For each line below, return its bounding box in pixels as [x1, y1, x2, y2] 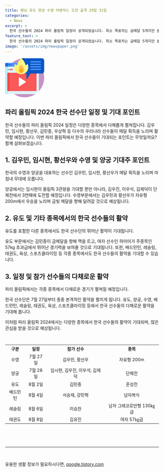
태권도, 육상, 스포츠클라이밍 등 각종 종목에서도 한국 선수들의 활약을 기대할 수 [5, 250, 150, 256]
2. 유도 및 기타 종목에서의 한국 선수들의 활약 [5, 214, 128, 222]
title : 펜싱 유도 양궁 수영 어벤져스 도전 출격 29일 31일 [5, 8, 107, 13]
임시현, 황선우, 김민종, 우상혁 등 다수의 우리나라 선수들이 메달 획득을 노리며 [11, 128, 153, 134]
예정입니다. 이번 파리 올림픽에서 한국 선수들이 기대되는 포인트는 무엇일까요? [14, 134, 157, 140]
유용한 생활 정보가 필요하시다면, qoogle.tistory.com [5, 461, 104, 467]
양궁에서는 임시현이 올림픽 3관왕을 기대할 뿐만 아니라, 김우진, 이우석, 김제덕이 [5, 186, 152, 192]
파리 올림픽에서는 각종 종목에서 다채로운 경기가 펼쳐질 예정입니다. [5, 286, 129, 292]
